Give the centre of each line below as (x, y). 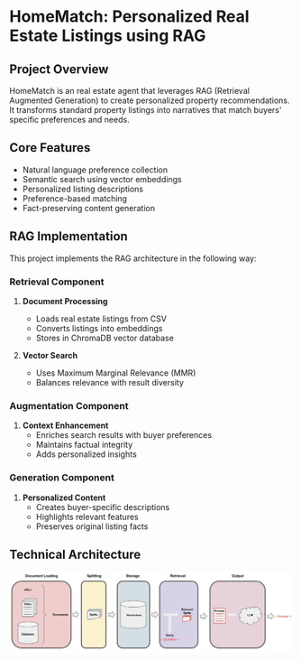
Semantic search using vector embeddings (102, 179)
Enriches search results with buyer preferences (124, 435)
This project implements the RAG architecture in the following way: (133, 258)
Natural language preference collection (95, 170)
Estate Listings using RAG (108, 36)
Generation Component (62, 478)
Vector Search (50, 355)
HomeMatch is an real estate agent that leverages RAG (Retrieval (130, 91)
